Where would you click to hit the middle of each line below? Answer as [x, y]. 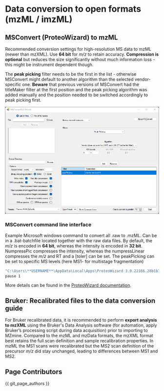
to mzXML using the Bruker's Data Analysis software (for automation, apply [81, 325]
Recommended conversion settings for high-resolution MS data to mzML [78, 49]
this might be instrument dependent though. [49, 65]
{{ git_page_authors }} [27, 384]
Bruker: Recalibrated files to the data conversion [80, 300]
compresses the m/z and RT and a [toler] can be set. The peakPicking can [80, 256]
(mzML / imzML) [39, 19]
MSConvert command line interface [48, 225]
